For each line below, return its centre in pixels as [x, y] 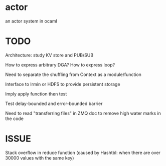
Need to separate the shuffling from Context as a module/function [73, 74]
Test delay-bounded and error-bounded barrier [54, 103]
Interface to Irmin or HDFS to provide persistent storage [63, 84]
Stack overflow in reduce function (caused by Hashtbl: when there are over [83, 152]
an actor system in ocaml [31, 21]
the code [15, 118]
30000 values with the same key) [40, 158]
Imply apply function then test [36, 93]
